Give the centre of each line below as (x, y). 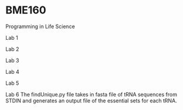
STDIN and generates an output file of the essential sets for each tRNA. (91, 101)
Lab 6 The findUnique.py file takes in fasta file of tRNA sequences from (91, 94)
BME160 (26, 10)
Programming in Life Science (40, 26)
